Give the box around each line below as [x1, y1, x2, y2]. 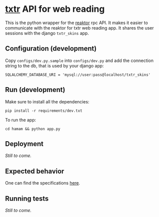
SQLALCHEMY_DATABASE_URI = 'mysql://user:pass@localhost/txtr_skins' [5, 72, 151, 77]
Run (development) [5, 86, 65, 94]
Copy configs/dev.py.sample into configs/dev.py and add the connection [5, 58, 154, 63]
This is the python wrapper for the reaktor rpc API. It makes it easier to [5, 20, 148, 26]
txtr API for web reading [5, 3, 105, 15]
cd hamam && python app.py [5, 126, 61, 131]
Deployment [5, 139, 44, 148]
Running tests [5, 194, 49, 203]
